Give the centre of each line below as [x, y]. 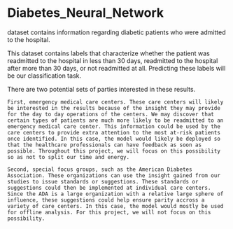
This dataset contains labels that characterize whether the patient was [108, 53]
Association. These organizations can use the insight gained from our [114, 175]
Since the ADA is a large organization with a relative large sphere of [115, 194]
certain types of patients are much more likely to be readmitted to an [115, 120]
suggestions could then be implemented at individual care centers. [109, 188]
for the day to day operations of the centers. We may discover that [111, 114]
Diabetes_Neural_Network [86, 13]
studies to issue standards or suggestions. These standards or [103, 181]
